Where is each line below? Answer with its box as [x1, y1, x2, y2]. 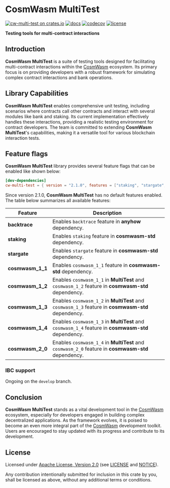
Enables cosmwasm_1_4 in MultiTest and [52, 339, 145, 346]
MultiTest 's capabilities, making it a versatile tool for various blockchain [5, 129, 155, 135]
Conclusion [5, 393, 42, 401]
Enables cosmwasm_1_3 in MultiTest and [52, 318, 145, 325]
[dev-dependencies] [5, 178, 47, 183]
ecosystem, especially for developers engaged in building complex [5, 412, 145, 418]
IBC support [5, 367, 35, 374]
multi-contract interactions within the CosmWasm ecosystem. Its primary [5, 63, 157, 69]
